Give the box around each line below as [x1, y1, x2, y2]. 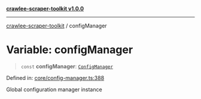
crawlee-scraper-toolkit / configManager [6, 22, 107, 29]
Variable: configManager [6, 43, 133, 57]
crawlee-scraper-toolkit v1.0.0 [6, 5, 84, 12]
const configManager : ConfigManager [20, 63, 114, 70]
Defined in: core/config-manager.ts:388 [6, 74, 105, 81]
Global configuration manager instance [6, 86, 103, 93]
